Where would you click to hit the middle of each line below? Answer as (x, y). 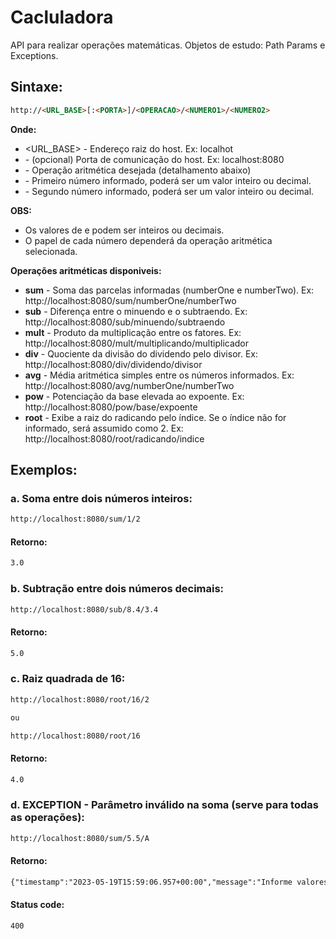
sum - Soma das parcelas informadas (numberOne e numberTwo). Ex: (169, 290)
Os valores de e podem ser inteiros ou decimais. (124, 230)
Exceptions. (34, 55)
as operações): (47, 818)
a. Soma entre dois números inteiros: (101, 498)
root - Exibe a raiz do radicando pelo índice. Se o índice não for (155, 417)
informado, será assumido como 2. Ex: (104, 428)
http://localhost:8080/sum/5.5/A (80, 838)
